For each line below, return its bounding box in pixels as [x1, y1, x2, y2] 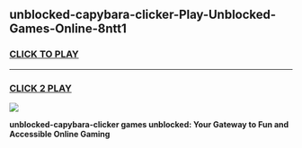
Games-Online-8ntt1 [9, 22, 128, 37]
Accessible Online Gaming [9, 128, 111, 139]
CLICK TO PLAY [9, 48, 79, 61]
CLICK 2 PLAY [9, 82, 72, 94]
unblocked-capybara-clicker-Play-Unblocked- [9, 7, 277, 22]
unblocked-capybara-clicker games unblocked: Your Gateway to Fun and [9, 118, 289, 129]
